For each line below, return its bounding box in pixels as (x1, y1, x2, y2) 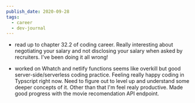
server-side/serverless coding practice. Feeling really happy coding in (14, 71, 184, 78)
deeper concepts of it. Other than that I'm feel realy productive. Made (14, 84, 183, 91)
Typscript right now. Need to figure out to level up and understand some (14, 78, 190, 85)
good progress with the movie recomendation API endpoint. (14, 90, 160, 97)
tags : (6, 14, 19, 20)
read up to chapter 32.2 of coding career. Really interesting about (14, 41, 173, 48)
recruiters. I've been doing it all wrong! (14, 54, 109, 61)
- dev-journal (11, 25, 46, 31)
